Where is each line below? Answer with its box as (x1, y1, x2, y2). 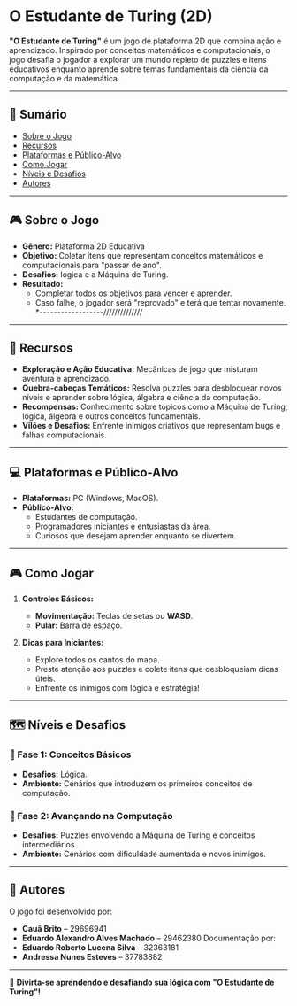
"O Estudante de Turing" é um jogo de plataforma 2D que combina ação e (9, 35, 282, 46)
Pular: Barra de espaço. (34, 620, 123, 631)
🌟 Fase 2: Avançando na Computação (9, 809, 173, 822)
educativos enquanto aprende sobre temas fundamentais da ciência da (9, 64, 269, 74)
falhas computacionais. (21, 429, 108, 440)
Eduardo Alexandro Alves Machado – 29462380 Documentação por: (21, 932, 277, 943)
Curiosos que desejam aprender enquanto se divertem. (34, 530, 237, 541)
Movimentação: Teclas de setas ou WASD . (34, 611, 194, 621)
